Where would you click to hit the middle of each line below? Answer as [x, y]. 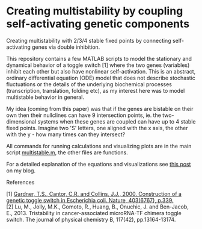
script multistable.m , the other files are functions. [67, 152]
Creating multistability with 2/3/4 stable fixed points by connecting [89, 40]
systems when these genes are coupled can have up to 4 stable [117, 121]
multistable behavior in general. [45, 97]
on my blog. [21, 171]
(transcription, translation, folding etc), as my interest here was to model [96, 90]
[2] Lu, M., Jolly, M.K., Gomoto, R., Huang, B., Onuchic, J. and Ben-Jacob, [98, 207]
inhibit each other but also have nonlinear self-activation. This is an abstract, [101, 71]
